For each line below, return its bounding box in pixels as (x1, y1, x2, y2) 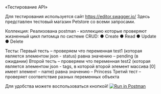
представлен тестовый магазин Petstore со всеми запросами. (5, 19, 136, 24)
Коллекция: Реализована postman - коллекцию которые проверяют (5, 28, 147, 34)
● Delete (5, 38, 23, 44)
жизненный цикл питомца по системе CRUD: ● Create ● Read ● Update (5, 34, 157, 39)
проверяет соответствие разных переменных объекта (5, 74, 120, 79)
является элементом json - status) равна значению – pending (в (5, 53, 138, 59)
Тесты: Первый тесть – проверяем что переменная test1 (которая (5, 48, 142, 54)
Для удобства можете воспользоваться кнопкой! (5, 83, 109, 89)
